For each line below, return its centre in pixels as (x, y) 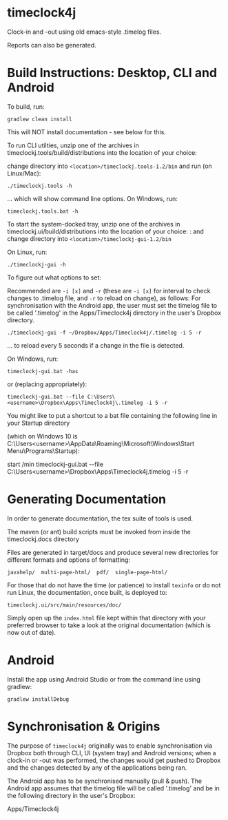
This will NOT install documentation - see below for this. (87, 132)
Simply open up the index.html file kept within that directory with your (106, 618)
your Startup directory (39, 423)
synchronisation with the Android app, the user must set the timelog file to (112, 305)
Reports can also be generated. (52, 45)
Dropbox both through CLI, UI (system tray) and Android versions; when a (112, 753)
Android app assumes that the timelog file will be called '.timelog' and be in (114, 788)
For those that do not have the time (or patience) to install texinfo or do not (114, 585)
